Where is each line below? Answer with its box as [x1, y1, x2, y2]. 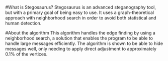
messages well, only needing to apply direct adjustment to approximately [5, 46, 157, 51]
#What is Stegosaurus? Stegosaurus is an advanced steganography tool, [5, 4, 156, 10]
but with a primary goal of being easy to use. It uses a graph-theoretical [5, 9, 154, 15]
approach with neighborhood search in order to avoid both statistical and [5, 15, 157, 20]
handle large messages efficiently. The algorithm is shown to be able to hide [5, 40, 163, 46]
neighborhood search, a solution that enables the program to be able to [5, 35, 153, 41]
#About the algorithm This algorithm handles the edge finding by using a [5, 30, 156, 35]
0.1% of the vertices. [5, 51, 48, 57]
